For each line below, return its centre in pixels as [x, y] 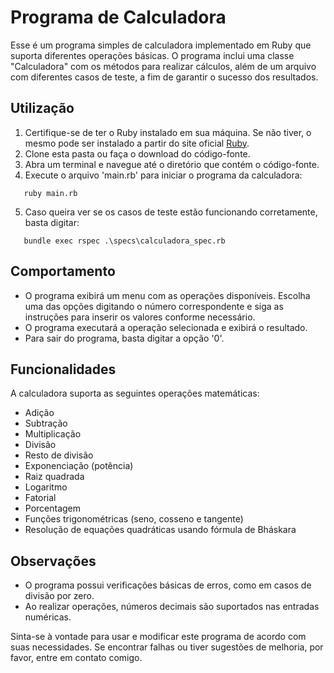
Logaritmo [46, 487]
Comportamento [63, 271]
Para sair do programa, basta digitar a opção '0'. [124, 338]
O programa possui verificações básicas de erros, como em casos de [168, 585]
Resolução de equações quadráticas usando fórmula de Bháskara [160, 530]
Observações [53, 561]
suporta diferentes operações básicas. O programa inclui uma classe [152, 55]
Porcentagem [53, 508]
